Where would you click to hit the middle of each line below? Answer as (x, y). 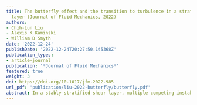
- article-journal (28, 60)
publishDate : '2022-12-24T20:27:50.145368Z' (61, 50)
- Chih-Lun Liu (25, 28)
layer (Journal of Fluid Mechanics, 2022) (64, 17)
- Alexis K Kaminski (31, 33)
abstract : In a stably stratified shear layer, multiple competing (90, 93)
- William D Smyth (28, 38)
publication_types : (30, 55)
